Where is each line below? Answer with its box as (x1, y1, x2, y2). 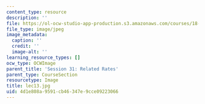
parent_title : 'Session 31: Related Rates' (6, 65, 119, 72)
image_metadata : (6, 32, 48, 38)
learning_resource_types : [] (6, 54, 81, 61)
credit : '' (12, 43, 40, 50)
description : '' (6, 15, 48, 21)
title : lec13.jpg (6, 83, 51, 89)
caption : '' (12, 37, 43, 43)
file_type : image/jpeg (6, 26, 64, 32)
